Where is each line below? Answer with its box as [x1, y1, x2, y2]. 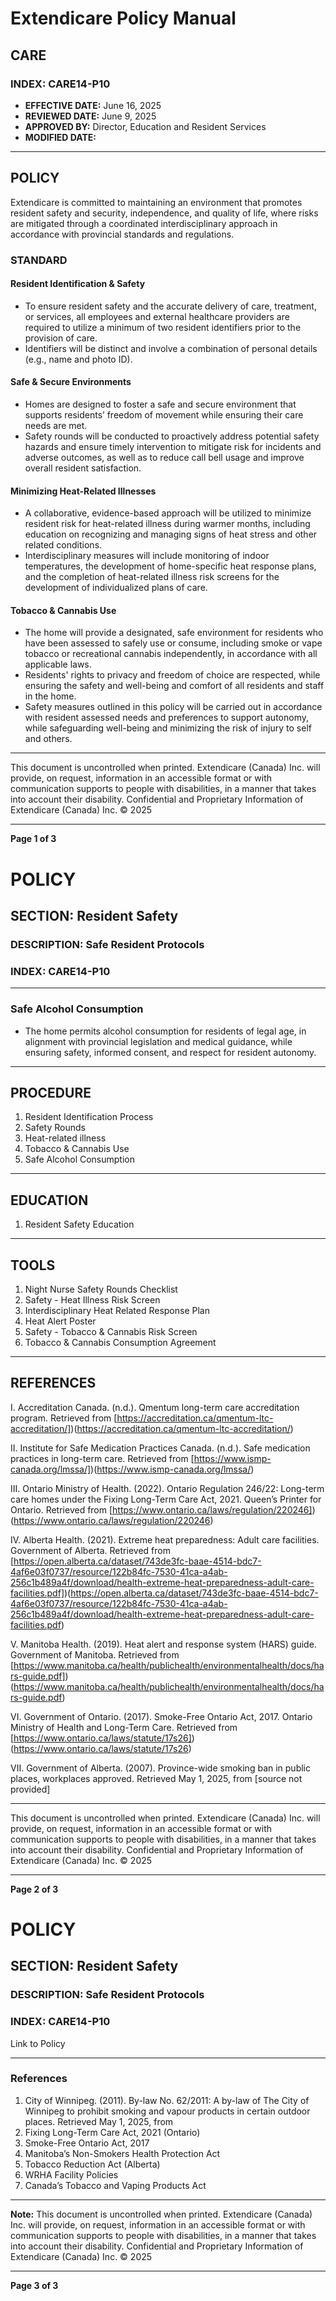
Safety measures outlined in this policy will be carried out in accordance [24, 701, 323, 713]
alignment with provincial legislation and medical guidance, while [24, 1035, 293, 1047]
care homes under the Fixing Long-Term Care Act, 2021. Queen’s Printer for [10, 1493, 322, 1505]
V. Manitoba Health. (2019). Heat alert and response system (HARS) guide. [10, 1638, 317, 1650]
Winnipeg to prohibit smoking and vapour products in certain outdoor [24, 2105, 311, 2117]
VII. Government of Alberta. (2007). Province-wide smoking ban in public [10, 1762, 311, 1774]
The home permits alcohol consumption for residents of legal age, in [24, 1025, 307, 1037]
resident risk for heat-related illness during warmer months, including [24, 518, 311, 530]
